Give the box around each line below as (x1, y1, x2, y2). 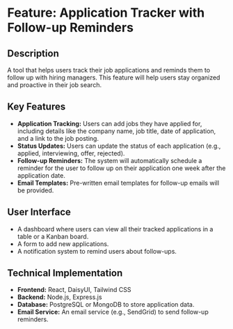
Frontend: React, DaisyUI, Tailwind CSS (17, 286, 131, 294)
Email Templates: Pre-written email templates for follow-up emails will (17, 178, 220, 187)
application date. (17, 171, 66, 179)
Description (7, 47, 59, 59)
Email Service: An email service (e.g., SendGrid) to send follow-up (17, 308, 209, 316)
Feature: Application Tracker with (7, 5, 205, 21)
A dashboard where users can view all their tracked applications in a (17, 224, 214, 233)
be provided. (17, 186, 54, 194)
